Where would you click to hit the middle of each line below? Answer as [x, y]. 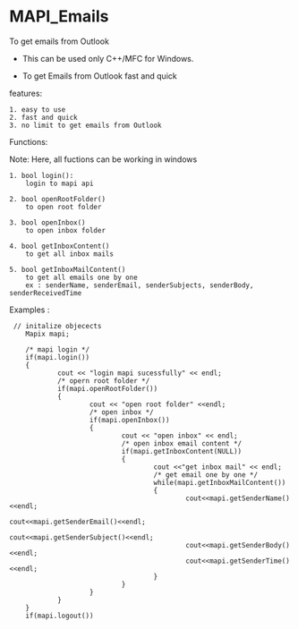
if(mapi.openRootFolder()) [107, 388]
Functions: [29, 141]
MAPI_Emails [59, 17]
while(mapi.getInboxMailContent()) [220, 482]
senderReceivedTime [46, 293]
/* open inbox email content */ [182, 443]
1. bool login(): [42, 175]
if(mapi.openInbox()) [129, 420]
